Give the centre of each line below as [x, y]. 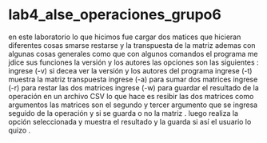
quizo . [20, 130]
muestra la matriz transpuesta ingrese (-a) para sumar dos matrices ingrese [133, 79]
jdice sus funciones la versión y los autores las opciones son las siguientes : [133, 62]
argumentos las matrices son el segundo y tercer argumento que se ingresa [133, 105]
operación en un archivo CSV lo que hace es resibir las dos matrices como [131, 96]
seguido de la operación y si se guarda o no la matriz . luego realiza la [123, 113]
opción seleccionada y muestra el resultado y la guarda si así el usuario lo [130, 121]
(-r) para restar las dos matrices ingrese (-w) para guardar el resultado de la [133, 87]
